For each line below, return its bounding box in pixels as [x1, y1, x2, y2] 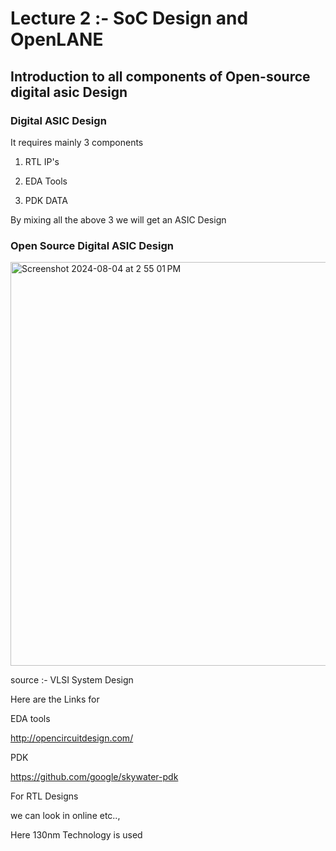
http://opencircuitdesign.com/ [10, 732, 134, 744]
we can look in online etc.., [10, 810, 121, 822]
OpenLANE [10, 28, 104, 51]
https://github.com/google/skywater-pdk [10, 771, 179, 783]
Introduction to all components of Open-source [10, 68, 311, 85]
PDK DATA [24, 194, 68, 206]
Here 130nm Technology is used [10, 829, 143, 841]
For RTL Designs [10, 790, 79, 802]
